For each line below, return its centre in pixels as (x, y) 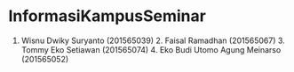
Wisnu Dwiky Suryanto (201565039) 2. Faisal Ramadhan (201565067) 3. (153, 40)
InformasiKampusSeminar (107, 16)
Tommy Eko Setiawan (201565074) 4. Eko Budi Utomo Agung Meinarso (151, 49)
